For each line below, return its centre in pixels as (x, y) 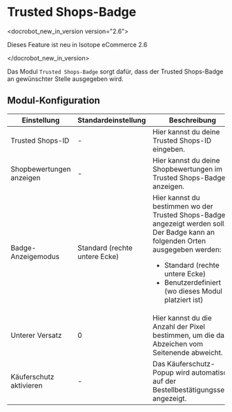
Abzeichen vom (178, 343)
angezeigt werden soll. (190, 224)
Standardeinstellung (112, 120)
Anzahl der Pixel (179, 326)
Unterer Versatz (36, 335)
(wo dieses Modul (193, 291)
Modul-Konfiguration (54, 101)
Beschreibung (192, 120)
